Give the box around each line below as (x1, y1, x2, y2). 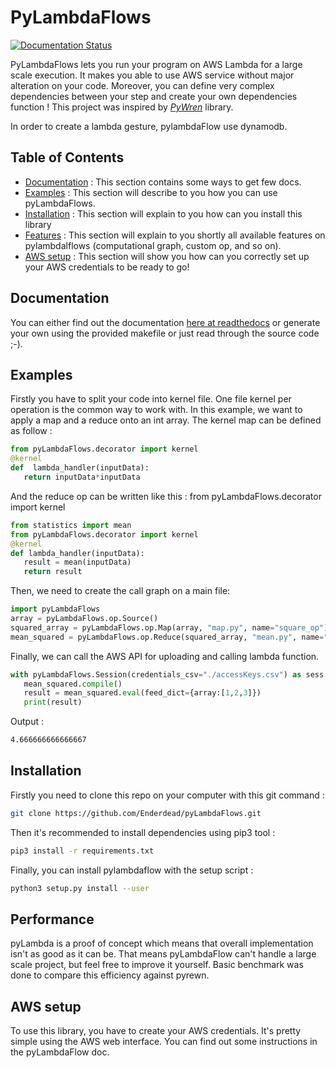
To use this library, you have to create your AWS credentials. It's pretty (10, 1025, 302, 1037)
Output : (10, 716, 44, 728)
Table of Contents (10, 149, 125, 166)
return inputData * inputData (23, 472, 141, 482)
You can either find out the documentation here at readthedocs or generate (10, 316, 321, 328)
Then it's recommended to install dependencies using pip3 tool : (10, 826, 276, 838)
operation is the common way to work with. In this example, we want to (10, 404, 303, 416)
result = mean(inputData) (23, 557, 132, 568)
